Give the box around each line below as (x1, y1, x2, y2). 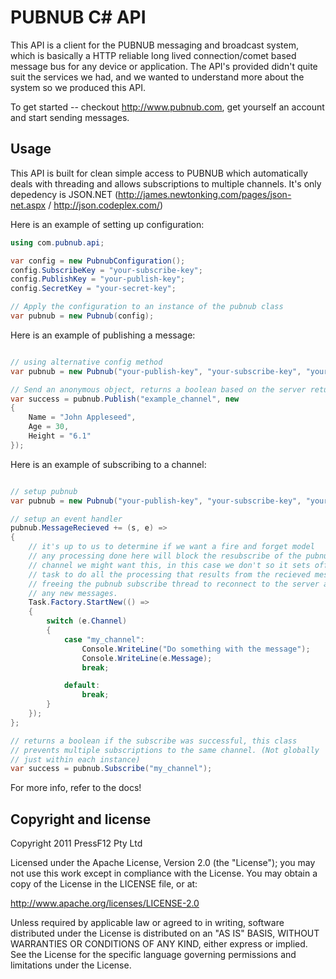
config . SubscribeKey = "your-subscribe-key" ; (10, 265, 203, 275)
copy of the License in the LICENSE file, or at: (10, 878, 198, 890)
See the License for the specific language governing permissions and (10, 949, 297, 961)
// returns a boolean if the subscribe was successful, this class (10, 736, 298, 746)
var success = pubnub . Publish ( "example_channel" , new (10, 394, 240, 404)
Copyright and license (10, 811, 152, 828)
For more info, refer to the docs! (10, 782, 142, 794)
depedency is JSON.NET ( (10, 188, 119, 200)
